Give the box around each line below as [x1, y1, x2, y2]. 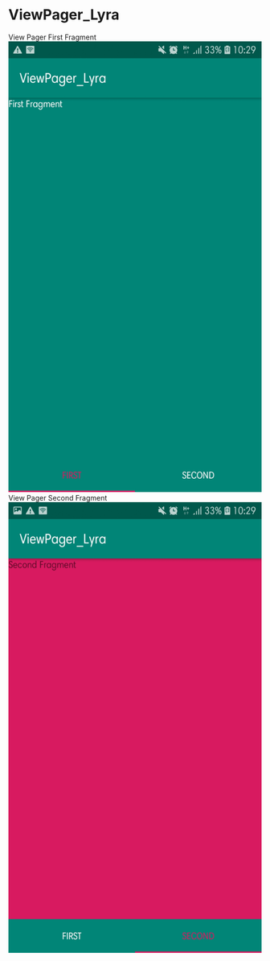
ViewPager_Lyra [8, 6, 120, 24]
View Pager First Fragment [8, 32, 96, 42]
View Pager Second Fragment [8, 493, 108, 502]
